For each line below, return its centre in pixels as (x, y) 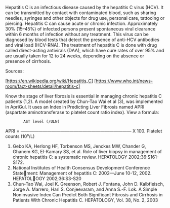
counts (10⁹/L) (20, 136)
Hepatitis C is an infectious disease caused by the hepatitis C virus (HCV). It (84, 7)
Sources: (15, 71)
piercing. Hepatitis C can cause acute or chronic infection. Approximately (81, 23)
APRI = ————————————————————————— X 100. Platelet (84, 131)
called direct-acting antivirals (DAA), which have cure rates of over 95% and (85, 50)
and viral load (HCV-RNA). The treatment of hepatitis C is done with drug (81, 45)
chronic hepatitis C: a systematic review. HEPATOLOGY (70, 157)
